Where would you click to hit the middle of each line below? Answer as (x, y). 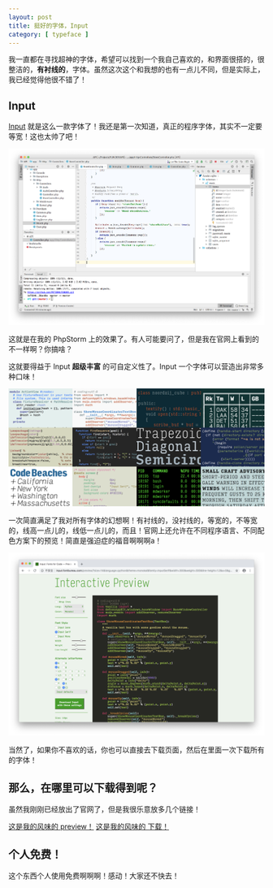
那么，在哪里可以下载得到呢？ (83, 788)
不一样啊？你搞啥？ (41, 349)
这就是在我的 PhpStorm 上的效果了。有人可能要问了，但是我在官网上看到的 (134, 339)
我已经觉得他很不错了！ (48, 80)
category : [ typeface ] (49, 34)
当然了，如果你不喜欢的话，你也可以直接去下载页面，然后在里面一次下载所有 (136, 750)
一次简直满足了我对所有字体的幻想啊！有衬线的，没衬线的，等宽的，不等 (129, 521)
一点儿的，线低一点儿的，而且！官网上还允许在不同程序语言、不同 (147, 531)
